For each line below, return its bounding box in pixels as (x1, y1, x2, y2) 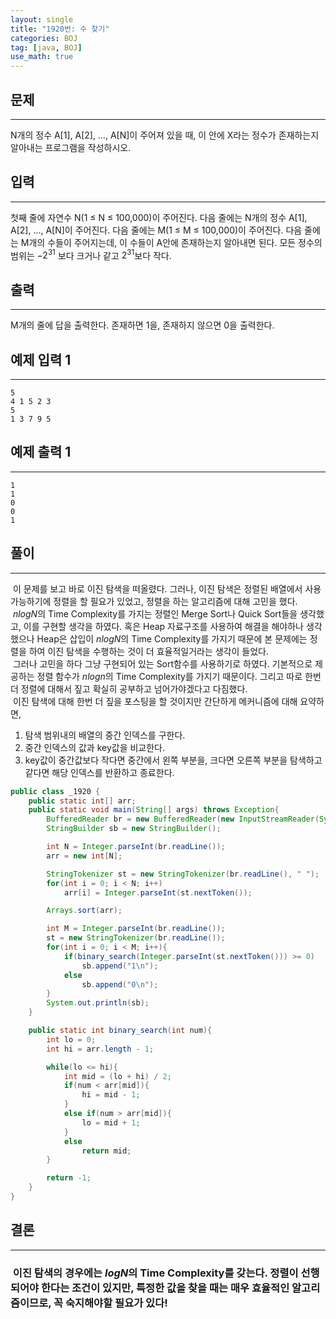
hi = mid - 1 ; (81, 1090, 141, 1100)
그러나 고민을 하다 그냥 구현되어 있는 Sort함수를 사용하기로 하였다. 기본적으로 (12, 657, 313, 670)
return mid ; (81, 1146, 132, 1156)
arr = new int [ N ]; (46, 851, 123, 861)
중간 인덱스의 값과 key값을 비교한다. (24, 741, 166, 753)
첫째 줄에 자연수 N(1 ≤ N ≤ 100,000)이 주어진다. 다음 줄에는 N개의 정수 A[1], (10, 211, 308, 223)
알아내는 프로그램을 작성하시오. (10, 141, 132, 153)
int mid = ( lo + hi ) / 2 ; (63, 1071, 172, 1081)
